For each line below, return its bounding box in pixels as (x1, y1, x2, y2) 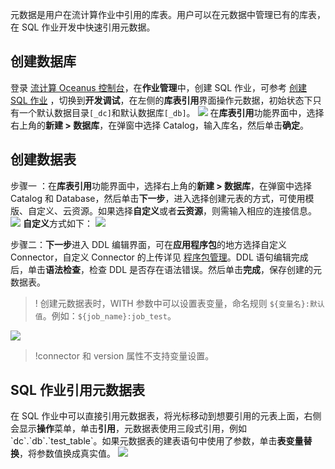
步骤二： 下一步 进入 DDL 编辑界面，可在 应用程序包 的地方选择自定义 (10, 238, 287, 250)
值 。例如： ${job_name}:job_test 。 (34, 309, 177, 322)
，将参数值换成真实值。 (19, 448, 116, 460)
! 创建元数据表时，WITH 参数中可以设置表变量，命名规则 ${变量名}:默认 (34, 297, 325, 309)
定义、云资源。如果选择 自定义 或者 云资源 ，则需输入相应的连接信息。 (36, 204, 317, 217)
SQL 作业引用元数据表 (10, 382, 145, 399)
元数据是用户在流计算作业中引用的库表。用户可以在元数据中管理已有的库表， (10, 9, 326, 20)
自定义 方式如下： (22, 217, 93, 229)
